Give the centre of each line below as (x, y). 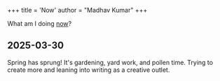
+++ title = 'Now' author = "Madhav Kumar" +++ (77, 10)
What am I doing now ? (40, 23)
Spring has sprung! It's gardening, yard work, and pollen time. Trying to (110, 62)
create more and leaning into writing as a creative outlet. (89, 70)
